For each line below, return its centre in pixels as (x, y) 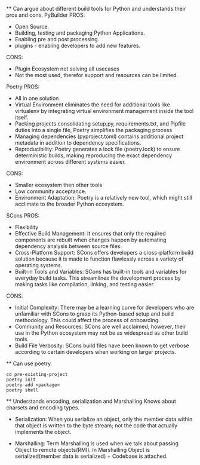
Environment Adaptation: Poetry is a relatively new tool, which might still (104, 198)
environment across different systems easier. (70, 162)
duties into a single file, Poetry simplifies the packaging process (93, 130)
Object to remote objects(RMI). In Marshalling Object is (82, 450)
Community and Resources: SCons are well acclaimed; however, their (100, 326)
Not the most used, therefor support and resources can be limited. (96, 75)
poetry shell (22, 390)
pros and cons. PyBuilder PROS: (46, 15)
